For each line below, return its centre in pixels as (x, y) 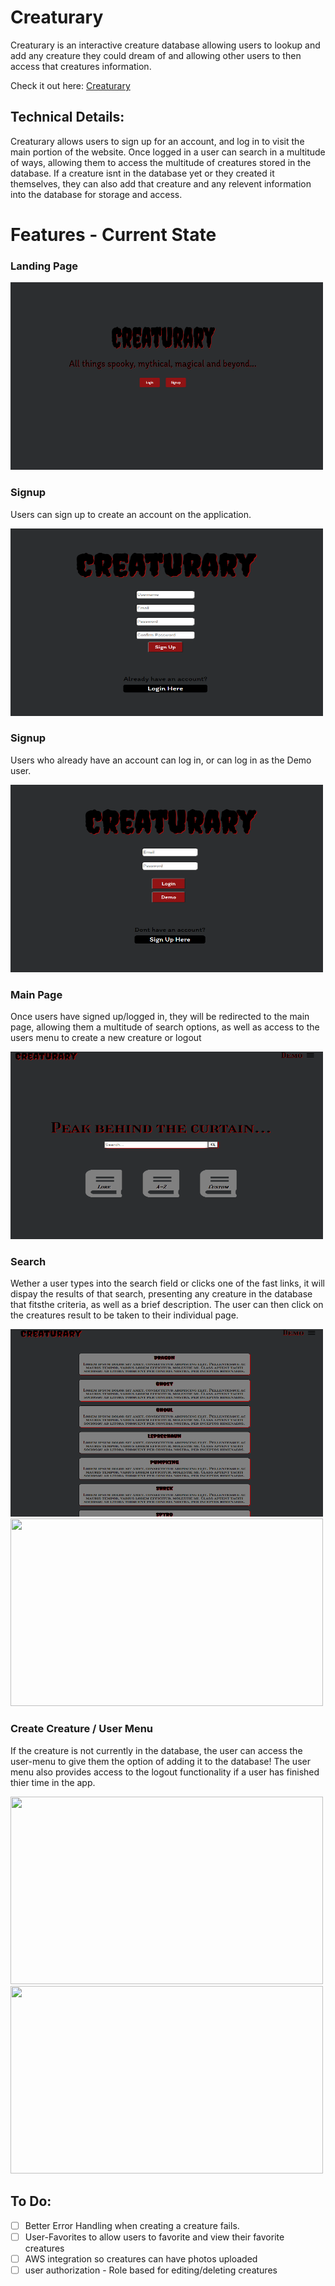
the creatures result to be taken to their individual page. (124, 1315)
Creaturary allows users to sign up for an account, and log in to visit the (157, 141)
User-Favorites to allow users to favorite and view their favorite (154, 2237)
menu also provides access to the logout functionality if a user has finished (165, 1772)
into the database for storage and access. (96, 194)
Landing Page (44, 266)
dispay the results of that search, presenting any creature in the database (161, 1294)
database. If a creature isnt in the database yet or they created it (142, 173)
